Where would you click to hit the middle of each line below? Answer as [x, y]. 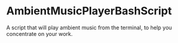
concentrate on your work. [39, 33]
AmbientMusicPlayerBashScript [89, 11]
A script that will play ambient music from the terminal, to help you [89, 27]
